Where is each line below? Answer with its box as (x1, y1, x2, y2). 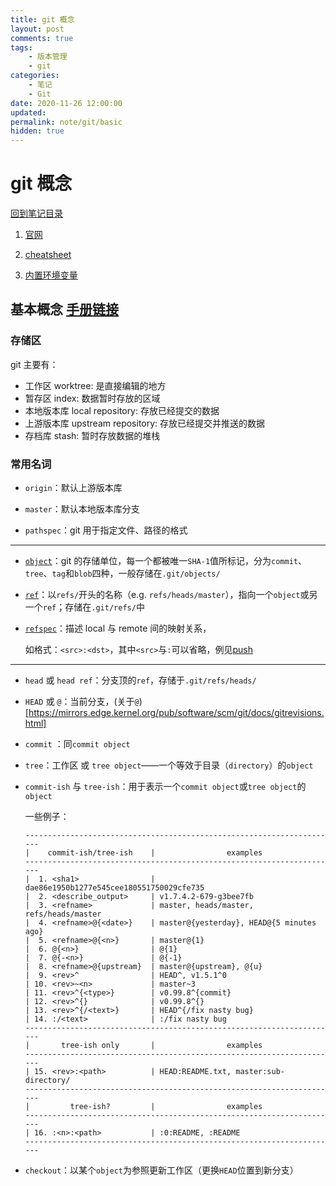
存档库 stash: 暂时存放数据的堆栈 (24, 429, 161, 441)
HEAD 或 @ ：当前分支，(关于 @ (24, 696, 140, 708)
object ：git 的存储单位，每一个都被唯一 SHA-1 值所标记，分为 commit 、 (24, 555, 307, 567)
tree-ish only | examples (61, 1041, 263, 1051)
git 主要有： (10, 358, 59, 370)
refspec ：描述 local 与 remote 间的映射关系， (24, 622, 212, 635)
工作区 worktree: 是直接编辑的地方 (24, 379, 167, 391)
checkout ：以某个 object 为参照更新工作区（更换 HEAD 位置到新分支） (24, 1164, 299, 1176)
